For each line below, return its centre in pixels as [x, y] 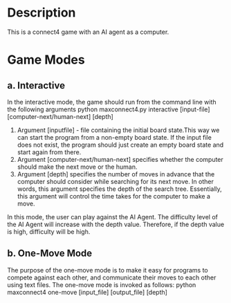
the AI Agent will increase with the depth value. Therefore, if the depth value [116, 224]
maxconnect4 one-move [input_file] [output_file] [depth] [87, 292]
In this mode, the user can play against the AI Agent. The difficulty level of [113, 217]
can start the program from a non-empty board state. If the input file [114, 137]
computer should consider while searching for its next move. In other [115, 181]
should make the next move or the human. [77, 167]
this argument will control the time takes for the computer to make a [114, 196]
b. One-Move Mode [50, 254]
